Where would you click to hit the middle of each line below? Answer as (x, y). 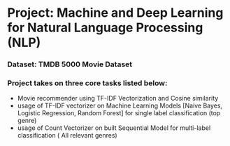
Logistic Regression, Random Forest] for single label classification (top (119, 113)
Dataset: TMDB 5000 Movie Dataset (70, 64)
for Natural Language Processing (105, 28)
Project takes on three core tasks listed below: (87, 83)
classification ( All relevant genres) (67, 136)
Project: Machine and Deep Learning (115, 13)
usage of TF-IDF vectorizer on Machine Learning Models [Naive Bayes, (120, 105)
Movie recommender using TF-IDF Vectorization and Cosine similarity (118, 98)
